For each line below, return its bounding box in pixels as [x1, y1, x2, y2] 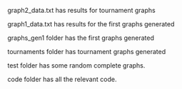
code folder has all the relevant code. [7, 75, 117, 83]
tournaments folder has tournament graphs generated [7, 48, 166, 56]
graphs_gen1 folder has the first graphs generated [7, 33, 155, 42]
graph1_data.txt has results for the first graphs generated [7, 20, 175, 28]
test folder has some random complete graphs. [7, 61, 146, 70]
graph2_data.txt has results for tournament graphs [7, 6, 156, 14]
